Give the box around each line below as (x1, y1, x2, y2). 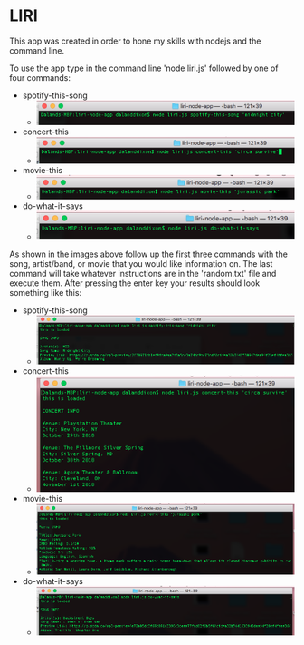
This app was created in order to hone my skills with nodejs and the (9, 35, 261, 46)
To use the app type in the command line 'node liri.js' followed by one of (9, 63, 279, 73)
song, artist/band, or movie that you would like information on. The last (9, 258, 273, 269)
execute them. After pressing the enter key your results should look (9, 278, 261, 288)
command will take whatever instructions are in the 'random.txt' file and (9, 268, 277, 279)
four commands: (9, 72, 71, 83)
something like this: (9, 287, 82, 298)
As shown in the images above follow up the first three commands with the (9, 249, 288, 259)
